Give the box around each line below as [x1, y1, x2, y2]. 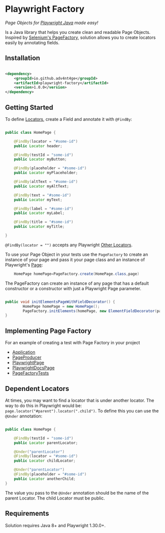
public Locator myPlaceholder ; [14, 171, 78, 176]
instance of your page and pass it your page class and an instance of [5, 257, 145, 263]
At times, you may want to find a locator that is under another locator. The [5, 397, 155, 403]
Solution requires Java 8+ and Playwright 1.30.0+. [5, 522, 106, 528]
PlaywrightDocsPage [12, 365, 55, 371]
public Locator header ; [14, 144, 63, 148]
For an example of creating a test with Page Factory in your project [5, 340, 140, 346]
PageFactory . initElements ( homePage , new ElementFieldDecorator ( [23, 308, 157, 313]
